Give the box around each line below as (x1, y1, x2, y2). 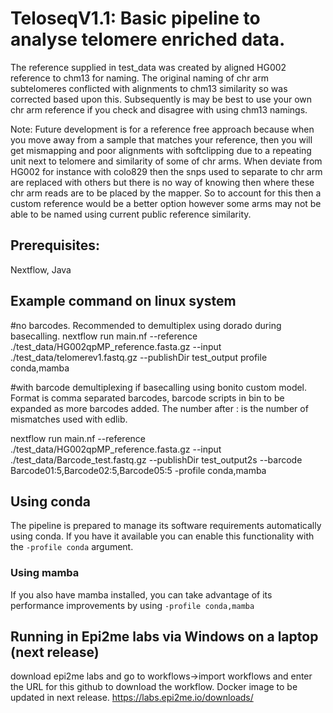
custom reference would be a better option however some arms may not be (10, 197, 322, 209)
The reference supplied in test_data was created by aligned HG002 (10, 61, 287, 73)
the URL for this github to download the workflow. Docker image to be (10, 681, 298, 693)
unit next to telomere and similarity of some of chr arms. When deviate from (10, 155, 323, 167)
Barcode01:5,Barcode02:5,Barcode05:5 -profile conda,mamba (10, 464, 267, 476)
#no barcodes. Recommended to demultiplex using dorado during (10, 319, 282, 331)
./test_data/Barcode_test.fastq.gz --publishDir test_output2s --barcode (10, 453, 303, 466)
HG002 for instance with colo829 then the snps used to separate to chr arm (10, 165, 323, 177)
